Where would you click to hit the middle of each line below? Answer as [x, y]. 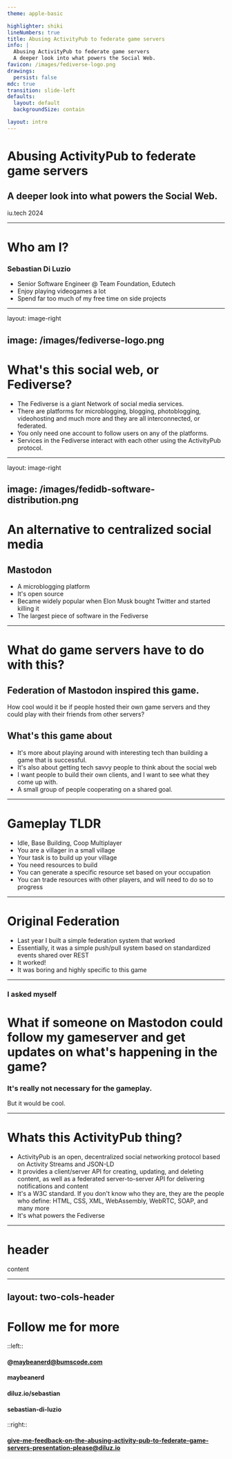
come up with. [38, 782]
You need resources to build [57, 865]
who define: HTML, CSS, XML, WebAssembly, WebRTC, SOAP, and [113, 1201]
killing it [28, 608]
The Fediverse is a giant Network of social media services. [100, 403]
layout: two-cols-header [61, 1297]
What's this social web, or [83, 370]
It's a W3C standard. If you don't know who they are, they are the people [120, 1193]
